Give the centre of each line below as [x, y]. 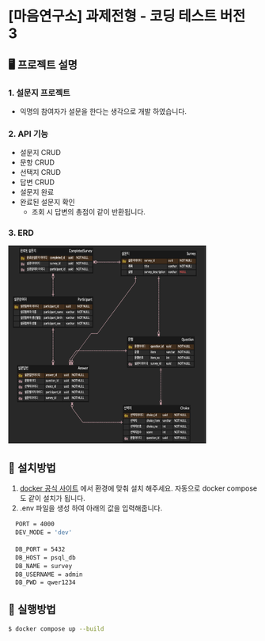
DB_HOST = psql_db [46, 558]
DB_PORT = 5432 [40, 549]
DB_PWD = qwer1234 [46, 582]
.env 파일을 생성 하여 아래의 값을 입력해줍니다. [91, 508]
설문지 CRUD [40, 153]
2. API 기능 [28, 134]
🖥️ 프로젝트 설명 [43, 64]
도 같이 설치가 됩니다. [52, 499]
